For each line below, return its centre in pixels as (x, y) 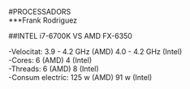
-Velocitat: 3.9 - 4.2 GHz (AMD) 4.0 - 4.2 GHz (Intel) (95, 51)
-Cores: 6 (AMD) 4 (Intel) (50, 60)
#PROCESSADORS (40, 12)
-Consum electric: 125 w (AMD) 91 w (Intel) (80, 77)
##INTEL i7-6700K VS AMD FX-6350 (70, 36)
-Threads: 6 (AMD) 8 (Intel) (54, 69)
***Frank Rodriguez (43, 20)
